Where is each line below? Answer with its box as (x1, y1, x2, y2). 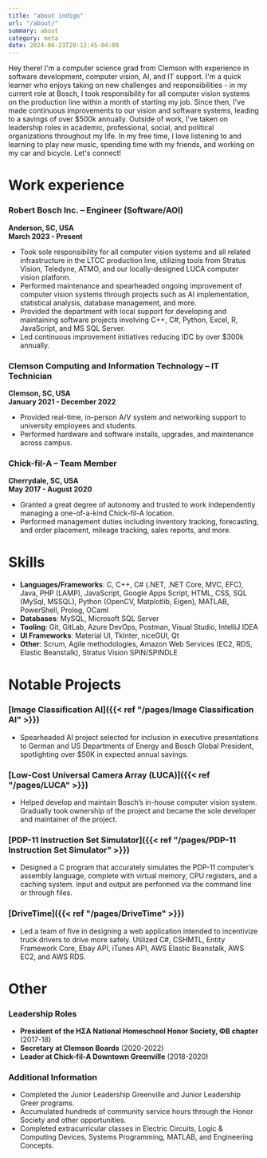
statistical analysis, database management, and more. (19, 297, 197, 308)
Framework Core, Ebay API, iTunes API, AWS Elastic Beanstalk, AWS (19, 943, 245, 953)
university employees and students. (19, 420, 137, 430)
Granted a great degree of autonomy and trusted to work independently (19, 500, 256, 510)
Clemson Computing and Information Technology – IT (8, 360, 219, 372)
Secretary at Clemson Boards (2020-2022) (19, 1044, 164, 1053)
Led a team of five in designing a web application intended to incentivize (19, 926, 258, 936)
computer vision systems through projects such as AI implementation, (19, 289, 249, 299)
